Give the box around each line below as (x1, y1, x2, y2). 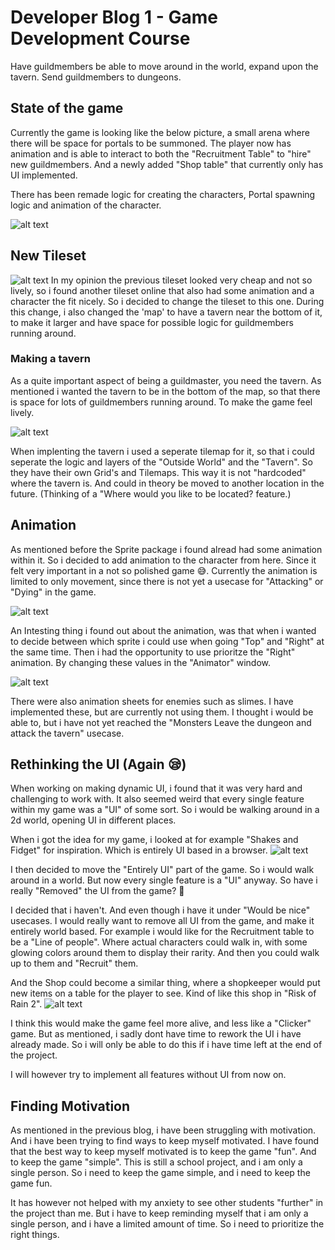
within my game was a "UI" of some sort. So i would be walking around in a (10, 804, 320, 816)
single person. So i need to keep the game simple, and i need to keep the (10, 1167, 311, 1179)
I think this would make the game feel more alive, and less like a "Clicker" (10, 1017, 312, 1030)
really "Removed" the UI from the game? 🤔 (10, 885, 185, 897)
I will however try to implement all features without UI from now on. (10, 1069, 287, 1081)
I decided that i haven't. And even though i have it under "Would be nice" (10, 904, 311, 916)
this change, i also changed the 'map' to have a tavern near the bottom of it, (10, 306, 323, 318)
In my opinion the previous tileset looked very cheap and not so (50, 274, 313, 286)
